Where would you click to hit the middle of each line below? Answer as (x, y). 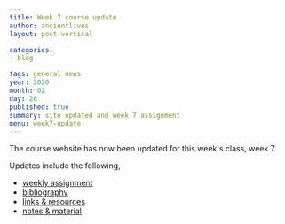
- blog (21, 58)
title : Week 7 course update (63, 17)
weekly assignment (57, 183)
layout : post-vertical (51, 34)
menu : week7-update (45, 124)
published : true (39, 107)
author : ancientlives (49, 26)
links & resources (54, 202)
